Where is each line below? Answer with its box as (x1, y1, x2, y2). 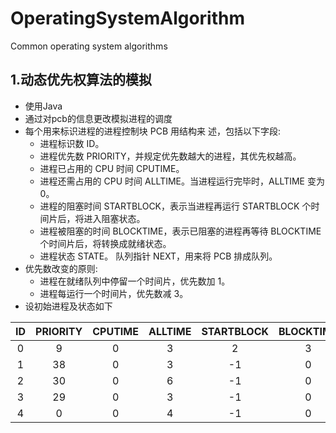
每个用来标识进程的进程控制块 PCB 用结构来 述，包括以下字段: (24, 125, 281, 137)
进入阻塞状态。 (83, 212, 146, 224)
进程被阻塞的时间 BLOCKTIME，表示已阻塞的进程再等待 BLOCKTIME (39, 225, 322, 237)
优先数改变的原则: (24, 262, 98, 274)
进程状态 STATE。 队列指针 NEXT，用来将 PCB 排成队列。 (39, 250, 278, 262)
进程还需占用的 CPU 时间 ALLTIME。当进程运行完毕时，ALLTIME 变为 (39, 175, 325, 187)
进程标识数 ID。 (39, 137, 105, 149)
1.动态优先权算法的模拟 (10, 72, 153, 89)
